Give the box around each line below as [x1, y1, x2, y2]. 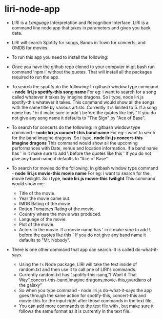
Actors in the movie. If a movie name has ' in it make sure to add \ [19, 226, 151, 232]
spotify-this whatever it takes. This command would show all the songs [11, 99, 155, 105]
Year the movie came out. [19, 195, 71, 201]
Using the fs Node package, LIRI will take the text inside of [19, 261, 137, 267]
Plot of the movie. [19, 221, 55, 227]
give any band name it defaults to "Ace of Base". [11, 155, 109, 161]
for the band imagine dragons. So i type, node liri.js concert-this [11, 135, 143, 141]
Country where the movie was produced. [19, 211, 102, 217]
